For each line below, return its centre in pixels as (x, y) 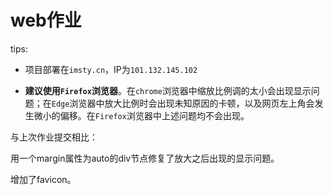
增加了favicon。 (43, 179)
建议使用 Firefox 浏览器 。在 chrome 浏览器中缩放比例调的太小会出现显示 (168, 90)
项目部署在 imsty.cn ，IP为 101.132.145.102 (111, 69)
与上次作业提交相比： (54, 137)
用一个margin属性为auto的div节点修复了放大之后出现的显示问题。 (145, 158)
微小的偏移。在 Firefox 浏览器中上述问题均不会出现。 (141, 115)
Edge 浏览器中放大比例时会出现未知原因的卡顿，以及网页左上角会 (183, 103)
